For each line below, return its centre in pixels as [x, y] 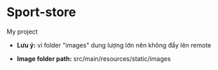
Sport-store [41, 12]
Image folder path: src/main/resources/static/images [94, 58]
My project [22, 31]
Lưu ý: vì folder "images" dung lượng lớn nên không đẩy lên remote [114, 45]
